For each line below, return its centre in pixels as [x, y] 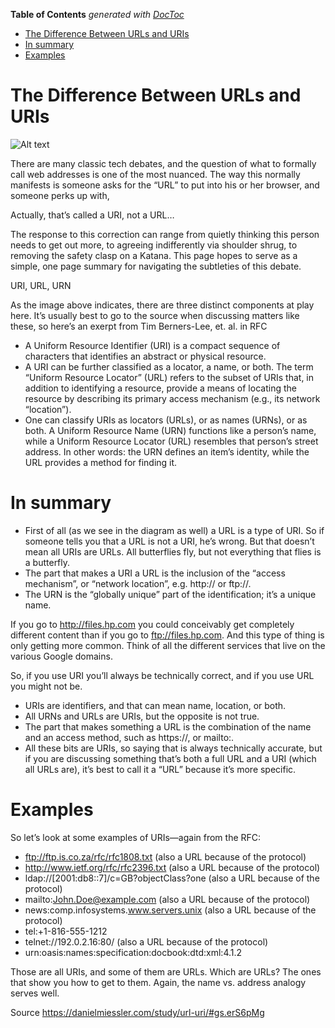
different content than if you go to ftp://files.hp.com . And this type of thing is [167, 635]
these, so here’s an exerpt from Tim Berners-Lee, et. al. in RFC [139, 326]
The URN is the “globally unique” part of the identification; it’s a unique [170, 594]
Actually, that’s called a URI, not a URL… [92, 215]
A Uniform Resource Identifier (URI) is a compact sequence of [152, 345]
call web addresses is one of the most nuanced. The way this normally [155, 174]
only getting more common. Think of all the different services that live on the [168, 645]
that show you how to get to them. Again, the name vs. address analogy [158, 982]
